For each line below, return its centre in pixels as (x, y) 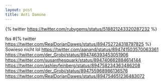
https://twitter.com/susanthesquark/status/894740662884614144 (73, 60)
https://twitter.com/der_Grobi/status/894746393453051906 (67, 55)
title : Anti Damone (26, 15)
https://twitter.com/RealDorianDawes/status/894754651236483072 (75, 76)
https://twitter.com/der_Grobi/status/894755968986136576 (66, 70)
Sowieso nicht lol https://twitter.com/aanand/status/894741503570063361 (82, 49)
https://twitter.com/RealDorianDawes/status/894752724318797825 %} (78, 44)
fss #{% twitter (21, 39)
